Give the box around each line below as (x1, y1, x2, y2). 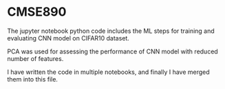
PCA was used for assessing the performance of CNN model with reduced (7, 47, 218, 55)
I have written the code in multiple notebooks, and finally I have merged (7, 68, 210, 76)
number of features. (7, 54, 64, 62)
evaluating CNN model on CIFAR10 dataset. (7, 34, 129, 42)
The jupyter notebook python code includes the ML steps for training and (7, 27, 215, 35)
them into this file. (7, 75, 58, 83)
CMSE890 (7, 4, 67, 20)
